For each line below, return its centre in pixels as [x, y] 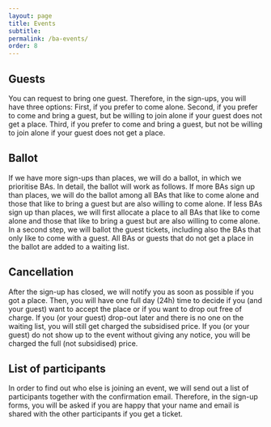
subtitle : [25, 31]
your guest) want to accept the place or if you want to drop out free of [125, 309]
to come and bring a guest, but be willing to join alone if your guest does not [135, 115]
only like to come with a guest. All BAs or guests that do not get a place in [131, 238]
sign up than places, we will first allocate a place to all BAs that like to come [134, 212]
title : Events [32, 23]
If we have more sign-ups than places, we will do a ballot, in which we [125, 177]
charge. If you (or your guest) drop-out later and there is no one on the [126, 318]
